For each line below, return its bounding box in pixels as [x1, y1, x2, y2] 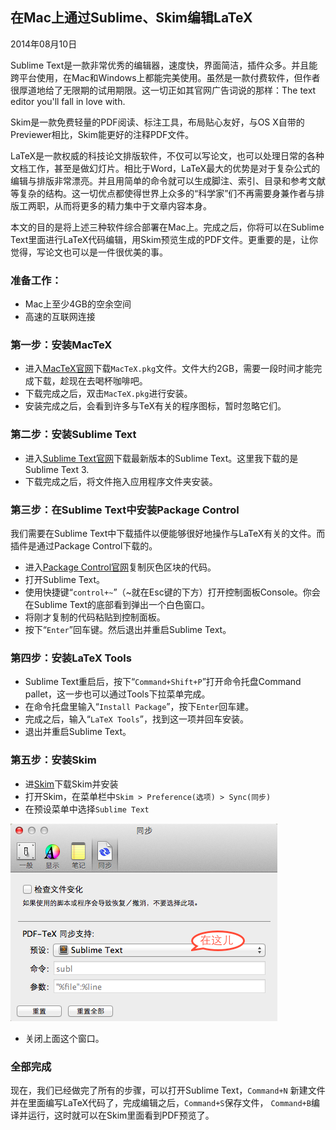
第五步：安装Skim [10, 753, 97, 767]
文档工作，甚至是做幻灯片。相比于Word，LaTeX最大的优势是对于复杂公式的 [10, 162, 321, 174]
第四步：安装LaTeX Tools [10, 651, 132, 665]
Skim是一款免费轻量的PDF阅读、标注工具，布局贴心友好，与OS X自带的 [10, 116, 305, 128]
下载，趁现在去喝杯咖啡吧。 [33, 375, 148, 387]
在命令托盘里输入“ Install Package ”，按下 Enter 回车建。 [24, 701, 255, 713]
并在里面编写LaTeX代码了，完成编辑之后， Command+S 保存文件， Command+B [10, 1096, 312, 1108]
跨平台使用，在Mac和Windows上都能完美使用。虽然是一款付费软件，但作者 [10, 71, 321, 83]
